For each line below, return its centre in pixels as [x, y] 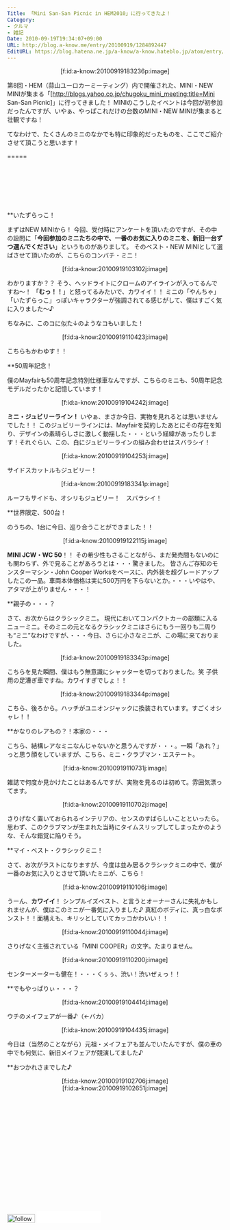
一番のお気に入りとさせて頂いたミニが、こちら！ [76, 873]
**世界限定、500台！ [37, 512]
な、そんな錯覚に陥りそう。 [46, 836]
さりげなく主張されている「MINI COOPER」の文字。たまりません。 [102, 946]
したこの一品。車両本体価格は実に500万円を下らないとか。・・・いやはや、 [113, 580]
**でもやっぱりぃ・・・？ [43, 988]
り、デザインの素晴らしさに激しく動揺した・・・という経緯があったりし [109, 434]
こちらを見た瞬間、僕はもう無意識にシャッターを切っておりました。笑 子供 [113, 671]
